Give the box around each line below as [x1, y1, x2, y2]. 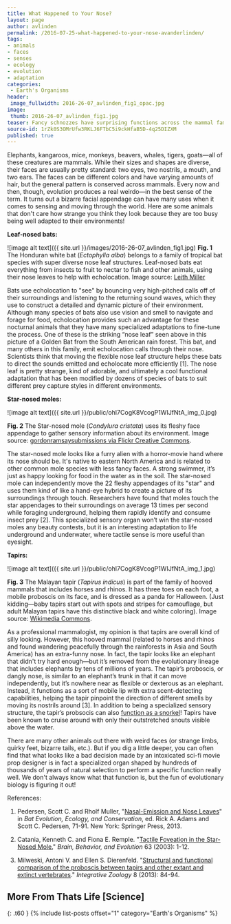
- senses [7, 55, 32, 62]
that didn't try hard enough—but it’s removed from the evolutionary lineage [7, 657, 219, 666]
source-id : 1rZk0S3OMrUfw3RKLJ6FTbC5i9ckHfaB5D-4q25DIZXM [7, 126, 177, 132]
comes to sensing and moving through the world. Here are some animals [7, 202, 213, 210]
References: [7, 794, 41, 803]
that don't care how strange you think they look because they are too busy [7, 210, 219, 218]
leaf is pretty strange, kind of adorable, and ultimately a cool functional [7, 367, 208, 375]
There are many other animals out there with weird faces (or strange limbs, [7, 736, 219, 745]
